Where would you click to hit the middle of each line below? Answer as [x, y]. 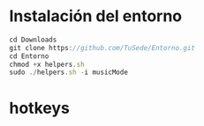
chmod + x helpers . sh [47, 64]
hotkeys [40, 108]
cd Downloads [33, 40]
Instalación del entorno [96, 16]
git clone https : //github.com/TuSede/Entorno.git [102, 48]
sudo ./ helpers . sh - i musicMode [68, 72]
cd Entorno [29, 56]
